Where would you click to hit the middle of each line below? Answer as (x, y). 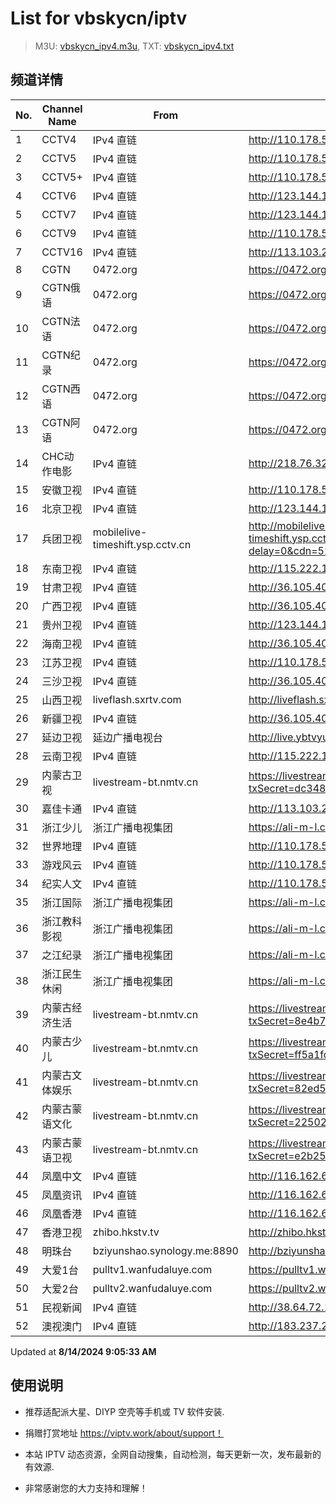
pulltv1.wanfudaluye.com (152, 1269)
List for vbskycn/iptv (99, 18)
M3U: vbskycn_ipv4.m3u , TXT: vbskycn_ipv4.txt (134, 46)
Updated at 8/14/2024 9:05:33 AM (83, 1351)
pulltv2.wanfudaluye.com (152, 1288)
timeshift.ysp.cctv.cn (142, 544)
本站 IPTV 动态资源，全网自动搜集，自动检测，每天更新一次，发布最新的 (173, 1454)
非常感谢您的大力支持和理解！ (86, 1488)
